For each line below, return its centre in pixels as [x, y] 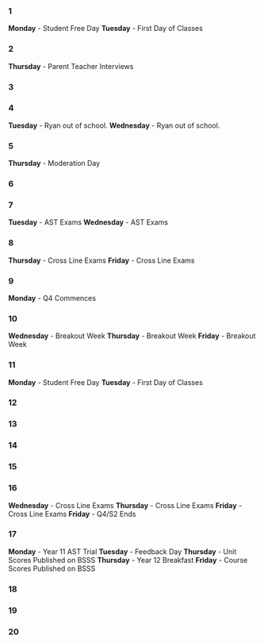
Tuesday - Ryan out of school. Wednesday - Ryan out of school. [114, 125]
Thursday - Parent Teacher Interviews [71, 66]
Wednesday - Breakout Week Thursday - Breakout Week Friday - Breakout [132, 336]
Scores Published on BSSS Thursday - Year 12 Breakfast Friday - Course [128, 560]
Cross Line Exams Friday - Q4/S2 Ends [72, 514]
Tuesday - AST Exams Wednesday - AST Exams [88, 222]
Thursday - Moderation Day [54, 164]
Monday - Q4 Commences [52, 298]
